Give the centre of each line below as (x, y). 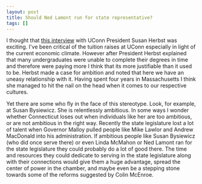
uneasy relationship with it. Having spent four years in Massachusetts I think (101, 79)
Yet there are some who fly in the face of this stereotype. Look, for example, (101, 104)
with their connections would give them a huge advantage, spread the (93, 162)
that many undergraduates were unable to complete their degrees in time (97, 60)
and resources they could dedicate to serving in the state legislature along (99, 155)
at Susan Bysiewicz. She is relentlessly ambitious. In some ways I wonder (98, 111)
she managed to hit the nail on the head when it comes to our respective (96, 86)
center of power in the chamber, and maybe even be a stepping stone (93, 168)
